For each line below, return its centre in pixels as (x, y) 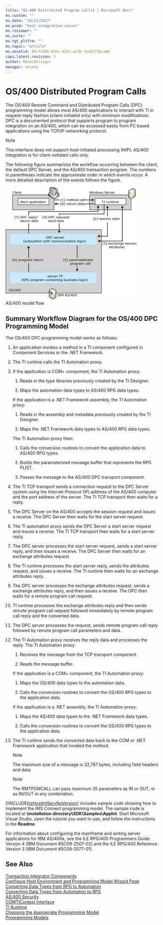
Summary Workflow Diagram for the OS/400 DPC (82, 319)
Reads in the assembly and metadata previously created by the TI (85, 414)
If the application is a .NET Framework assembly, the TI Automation (80, 400)
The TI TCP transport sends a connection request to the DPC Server (81, 487)
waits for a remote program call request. (53, 596)
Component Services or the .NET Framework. (58, 353)
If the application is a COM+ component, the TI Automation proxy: (78, 673)
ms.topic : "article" (26, 46)
